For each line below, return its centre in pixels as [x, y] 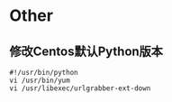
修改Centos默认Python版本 [86, 51]
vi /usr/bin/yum [40, 80]
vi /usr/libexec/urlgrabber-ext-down [80, 88]
